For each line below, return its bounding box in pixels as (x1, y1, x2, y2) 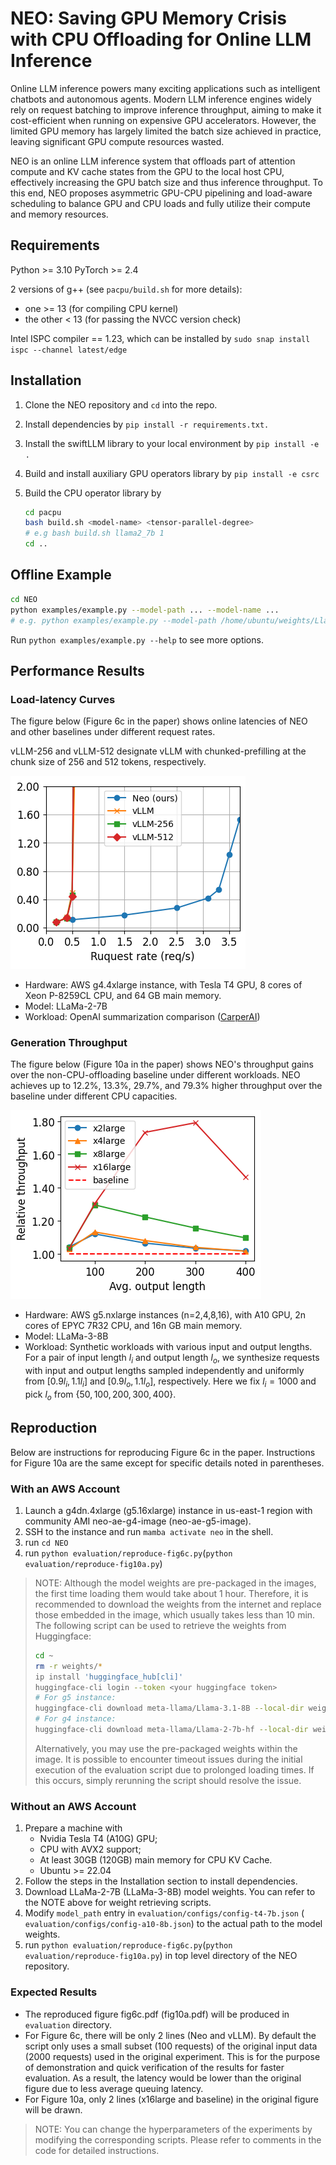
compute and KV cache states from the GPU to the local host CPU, (10, 165, 285, 177)
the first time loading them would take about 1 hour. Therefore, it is (34, 1587, 309, 1599)
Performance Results (10, 662, 145, 679)
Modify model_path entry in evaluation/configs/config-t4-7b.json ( (24, 1907, 305, 1919)
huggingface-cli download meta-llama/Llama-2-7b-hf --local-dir (34, 1725, 309, 1735)
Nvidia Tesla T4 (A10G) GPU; (39, 1833, 158, 1845)
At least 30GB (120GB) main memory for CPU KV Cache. (39, 1854, 273, 1866)
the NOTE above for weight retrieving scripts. (24, 1897, 212, 1909)
